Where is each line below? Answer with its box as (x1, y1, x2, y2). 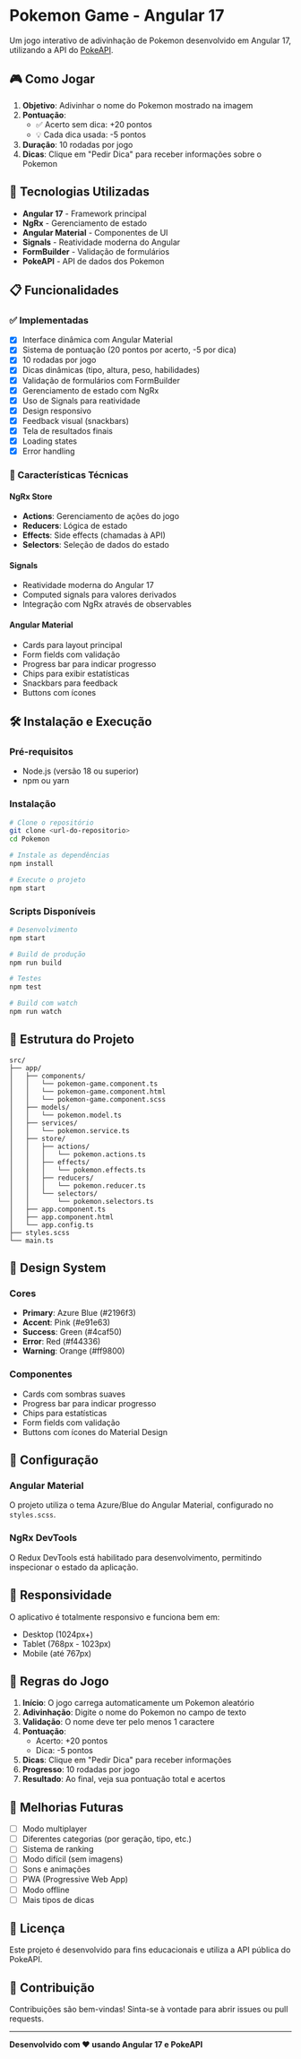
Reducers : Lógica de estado (21, 521, 128, 532)
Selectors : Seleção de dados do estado (21, 540, 170, 550)
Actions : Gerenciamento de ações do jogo (21, 511, 180, 522)
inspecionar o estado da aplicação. (9, 1562, 139, 1572)
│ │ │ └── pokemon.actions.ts (9, 1149, 146, 1159)
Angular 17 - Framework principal (21, 208, 147, 219)
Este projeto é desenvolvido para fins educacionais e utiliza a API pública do (9, 1944, 291, 1955)
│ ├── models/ (9, 1103, 70, 1112)
